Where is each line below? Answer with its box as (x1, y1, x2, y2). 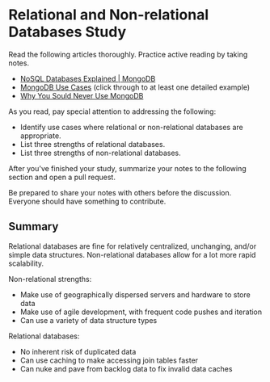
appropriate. (19, 131, 62, 141)
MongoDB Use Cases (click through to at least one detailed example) (19, 82, 251, 92)
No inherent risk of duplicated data (19, 346, 137, 356)
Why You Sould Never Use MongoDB (19, 90, 144, 100)
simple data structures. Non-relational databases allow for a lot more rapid (8, 250, 256, 259)
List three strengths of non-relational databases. (19, 148, 182, 157)
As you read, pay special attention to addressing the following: (8, 107, 217, 116)
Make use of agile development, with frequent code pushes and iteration (19, 307, 263, 317)
